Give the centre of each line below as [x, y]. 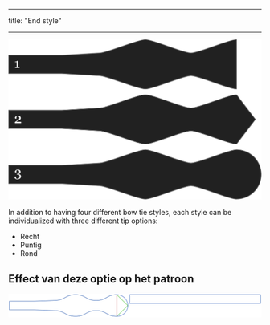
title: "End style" [35, 20]
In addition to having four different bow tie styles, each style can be [120, 213]
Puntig [31, 245]
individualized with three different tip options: [83, 221]
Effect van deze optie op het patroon [101, 279]
